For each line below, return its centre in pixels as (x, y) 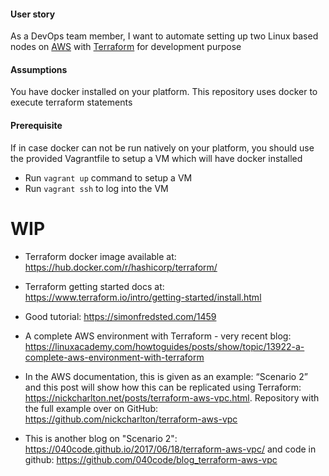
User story (33, 14)
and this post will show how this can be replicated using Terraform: (163, 387)
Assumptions (39, 69)
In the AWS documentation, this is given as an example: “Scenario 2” (166, 376)
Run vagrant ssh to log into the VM (96, 188)
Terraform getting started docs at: (94, 286)
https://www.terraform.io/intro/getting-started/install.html (143, 297)
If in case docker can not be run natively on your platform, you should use (162, 147)
